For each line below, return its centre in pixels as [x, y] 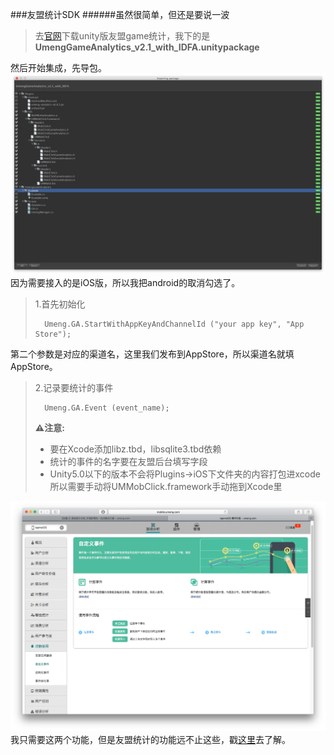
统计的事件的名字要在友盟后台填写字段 [128, 461]
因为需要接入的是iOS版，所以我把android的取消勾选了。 [125, 282]
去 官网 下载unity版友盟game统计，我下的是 [122, 36]
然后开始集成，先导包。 [58, 67]
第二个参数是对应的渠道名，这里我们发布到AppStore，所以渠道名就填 [152, 354]
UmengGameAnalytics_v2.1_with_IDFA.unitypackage [147, 47]
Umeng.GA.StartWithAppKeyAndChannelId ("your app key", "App [174, 324]
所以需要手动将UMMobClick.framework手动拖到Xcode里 [166, 486]
